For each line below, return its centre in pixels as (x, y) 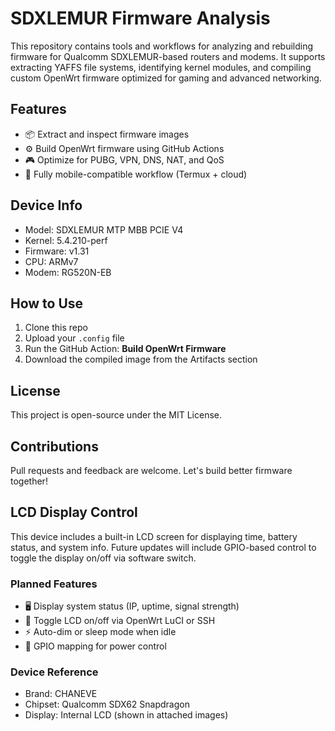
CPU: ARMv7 (51, 261)
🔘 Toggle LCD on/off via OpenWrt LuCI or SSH (120, 621)
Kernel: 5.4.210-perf (66, 240)
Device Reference (54, 672)
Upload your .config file (74, 338)
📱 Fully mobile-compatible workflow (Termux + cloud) (136, 174)
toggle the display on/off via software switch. (103, 558)
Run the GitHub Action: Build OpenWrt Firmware (125, 349)
